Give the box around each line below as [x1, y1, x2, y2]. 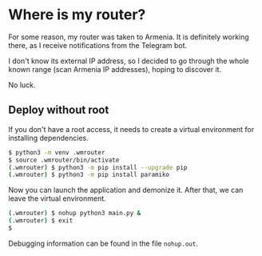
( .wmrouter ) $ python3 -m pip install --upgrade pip [8, 163, 188, 171]
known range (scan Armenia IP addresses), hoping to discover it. [8, 64, 222, 74]
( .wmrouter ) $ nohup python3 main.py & [8, 210, 141, 218]
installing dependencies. [8, 133, 89, 142]
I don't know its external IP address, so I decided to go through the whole [8, 56, 249, 66]
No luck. [8, 80, 36, 90]
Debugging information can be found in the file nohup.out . [8, 238, 198, 248]
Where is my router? [8, 6, 146, 24]
